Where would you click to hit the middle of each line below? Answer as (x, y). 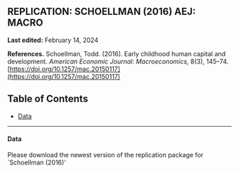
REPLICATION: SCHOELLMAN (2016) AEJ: (102, 12)
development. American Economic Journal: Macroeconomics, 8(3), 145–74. (118, 61)
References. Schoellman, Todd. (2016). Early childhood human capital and (117, 53)
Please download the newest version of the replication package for (106, 154)
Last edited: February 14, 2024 (53, 40)
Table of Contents (48, 99)
